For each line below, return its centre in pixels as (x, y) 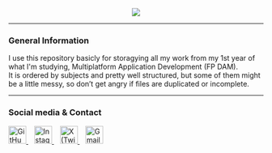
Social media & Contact (55, 113)
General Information (49, 40)
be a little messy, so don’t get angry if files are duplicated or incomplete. (129, 84)
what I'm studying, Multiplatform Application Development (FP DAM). (123, 67)
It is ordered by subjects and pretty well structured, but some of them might (134, 75)
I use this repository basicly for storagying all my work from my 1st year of (132, 58)
